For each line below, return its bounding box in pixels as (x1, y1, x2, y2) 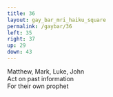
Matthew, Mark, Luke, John (7, 67, 85, 76)
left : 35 (7, 29, 32, 36)
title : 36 (7, 10, 36, 17)
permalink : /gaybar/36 (7, 23, 72, 30)
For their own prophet (7, 82, 69, 90)
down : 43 (7, 49, 32, 56)
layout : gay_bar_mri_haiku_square (7, 17, 107, 23)
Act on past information (7, 74, 74, 83)
